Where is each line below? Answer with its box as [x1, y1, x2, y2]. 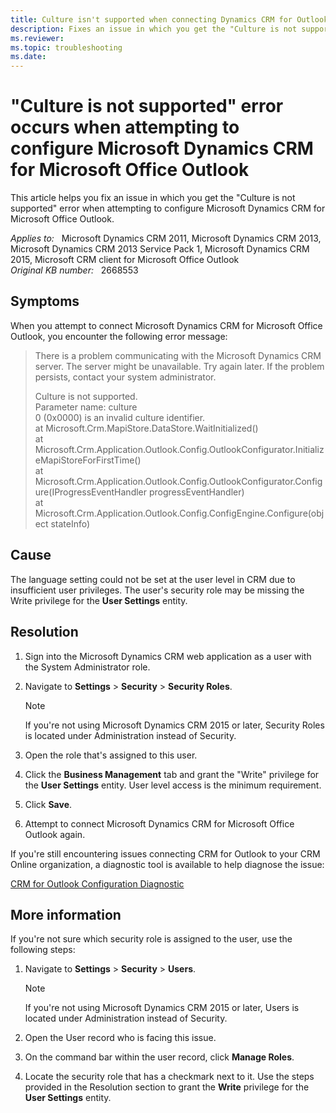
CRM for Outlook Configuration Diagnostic [10, 877, 185, 890]
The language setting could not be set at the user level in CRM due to [10, 573, 296, 585]
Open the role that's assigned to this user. [24, 749, 198, 761]
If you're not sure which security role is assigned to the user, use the [10, 933, 293, 945]
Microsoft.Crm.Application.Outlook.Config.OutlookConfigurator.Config [34, 475, 323, 487]
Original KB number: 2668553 [10, 264, 139, 276]
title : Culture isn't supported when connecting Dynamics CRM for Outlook [10, 14, 329, 25]
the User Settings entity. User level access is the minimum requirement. [24, 779, 322, 791]
